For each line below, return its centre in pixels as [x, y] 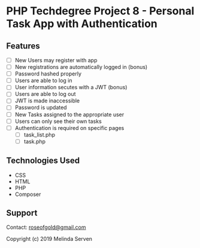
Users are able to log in [44, 81]
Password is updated [41, 108]
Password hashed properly [48, 74]
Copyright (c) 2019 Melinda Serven [49, 239]
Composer [28, 194]
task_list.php [40, 134]
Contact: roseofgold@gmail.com [46, 227]
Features [23, 46]
